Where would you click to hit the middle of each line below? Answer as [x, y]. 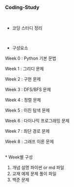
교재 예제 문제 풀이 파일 [34, 174]
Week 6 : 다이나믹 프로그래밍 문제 [37, 121]
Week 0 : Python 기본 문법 [31, 58]
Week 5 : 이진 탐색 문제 [28, 110]
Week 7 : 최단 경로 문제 [28, 131]
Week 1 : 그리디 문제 [24, 69]
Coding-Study [22, 7]
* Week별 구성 [19, 157]
